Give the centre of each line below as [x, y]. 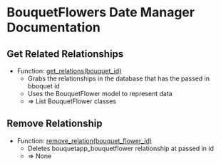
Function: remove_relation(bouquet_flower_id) [84, 140]
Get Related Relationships [65, 54]
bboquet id [43, 86]
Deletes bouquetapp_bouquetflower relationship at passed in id [121, 148]
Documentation [54, 27]
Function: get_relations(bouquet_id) [69, 71]
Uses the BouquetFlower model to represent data [100, 94]
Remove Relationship [55, 124]
